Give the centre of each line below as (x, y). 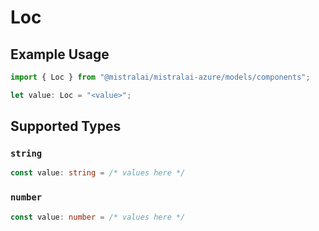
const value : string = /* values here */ (98, 173)
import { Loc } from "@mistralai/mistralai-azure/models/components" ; (160, 77)
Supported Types (66, 126)
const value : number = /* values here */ (98, 217)
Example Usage (60, 54)
